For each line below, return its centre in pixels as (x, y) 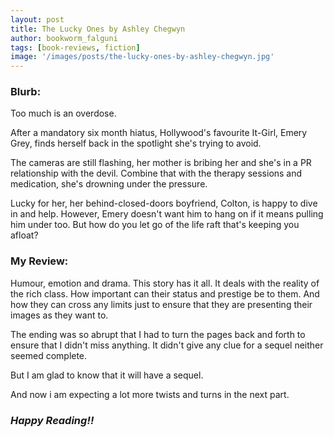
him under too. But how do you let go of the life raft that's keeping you (155, 225)
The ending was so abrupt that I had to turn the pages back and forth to (158, 334)
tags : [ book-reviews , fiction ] (75, 47)
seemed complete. (49, 355)
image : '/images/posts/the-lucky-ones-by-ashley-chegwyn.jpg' (142, 57)
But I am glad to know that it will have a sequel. (107, 375)
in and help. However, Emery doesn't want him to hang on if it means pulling (167, 214)
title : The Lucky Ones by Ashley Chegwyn (98, 29)
